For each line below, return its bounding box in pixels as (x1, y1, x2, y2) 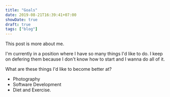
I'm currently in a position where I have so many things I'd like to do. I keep (5, 51, 163, 57)
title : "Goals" (5, 7, 38, 13)
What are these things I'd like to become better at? (5, 66, 112, 72)
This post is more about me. (5, 41, 65, 47)
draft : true (5, 22, 31, 27)
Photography (12, 76, 40, 82)
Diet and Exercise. (12, 87, 51, 93)
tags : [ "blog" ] (5, 27, 38, 32)
